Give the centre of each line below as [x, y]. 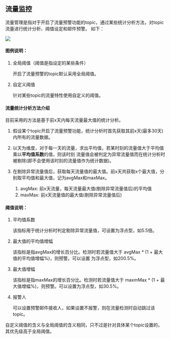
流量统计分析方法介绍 [27, 108]
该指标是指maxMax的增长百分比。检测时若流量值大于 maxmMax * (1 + [86, 280]
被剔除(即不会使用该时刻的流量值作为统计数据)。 [63, 161]
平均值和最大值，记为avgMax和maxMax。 [65, 178]
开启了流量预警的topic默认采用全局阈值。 [56, 74]
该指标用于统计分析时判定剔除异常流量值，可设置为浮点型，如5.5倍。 [85, 230]
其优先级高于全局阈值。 [30, 331]
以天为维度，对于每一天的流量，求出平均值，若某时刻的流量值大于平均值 [88, 148]
